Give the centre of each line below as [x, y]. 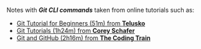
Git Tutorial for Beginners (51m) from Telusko [81, 23]
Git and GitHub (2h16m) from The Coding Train [84, 38]
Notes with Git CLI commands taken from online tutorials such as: [100, 10]
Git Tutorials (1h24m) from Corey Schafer [76, 31]
